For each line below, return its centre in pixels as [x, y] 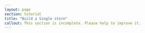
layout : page [18, 9]
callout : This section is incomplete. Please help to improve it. [73, 23]
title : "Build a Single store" [36, 18]
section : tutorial [23, 14]
